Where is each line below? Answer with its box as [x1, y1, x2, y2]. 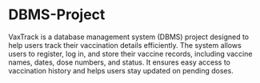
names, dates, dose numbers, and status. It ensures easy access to [8, 57, 230, 67]
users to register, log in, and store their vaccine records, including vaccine [8, 49, 253, 58]
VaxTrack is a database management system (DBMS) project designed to [8, 32, 250, 41]
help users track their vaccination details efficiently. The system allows [8, 40, 242, 49]
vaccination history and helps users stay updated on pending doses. [8, 65, 234, 75]
